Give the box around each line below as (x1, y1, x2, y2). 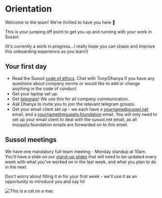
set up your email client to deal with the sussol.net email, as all (12, 116, 137, 122)
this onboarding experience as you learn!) (5, 48, 89, 54)
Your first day (5, 62, 47, 71)
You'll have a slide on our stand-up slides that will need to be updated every (5, 153, 157, 159)
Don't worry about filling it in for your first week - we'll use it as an (5, 173, 137, 179)
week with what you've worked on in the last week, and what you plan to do (5, 159, 157, 165)
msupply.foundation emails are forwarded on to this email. (12, 122, 129, 127)
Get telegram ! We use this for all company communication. (12, 96, 130, 102)
